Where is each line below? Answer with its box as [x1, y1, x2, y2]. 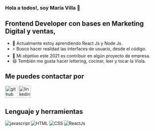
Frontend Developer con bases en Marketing [5, 20, 144, 28]
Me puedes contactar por [5, 72, 84, 80]
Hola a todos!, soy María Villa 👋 [5, 4, 80, 11]
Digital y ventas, [5, 27, 56, 36]
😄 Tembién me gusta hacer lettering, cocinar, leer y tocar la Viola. [12, 58, 146, 64]
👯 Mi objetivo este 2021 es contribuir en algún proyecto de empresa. [12, 52, 151, 58]
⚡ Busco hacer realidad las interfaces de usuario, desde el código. [12, 46, 147, 52]
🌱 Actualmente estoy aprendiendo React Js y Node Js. [12, 40, 123, 46]
